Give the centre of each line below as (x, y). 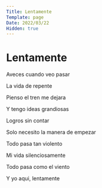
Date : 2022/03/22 (28, 23)
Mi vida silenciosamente (36, 155)
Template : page (25, 17)
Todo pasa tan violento (34, 144)
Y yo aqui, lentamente (33, 178)
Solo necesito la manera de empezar (51, 132)
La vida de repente (29, 86)
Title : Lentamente (29, 12)
